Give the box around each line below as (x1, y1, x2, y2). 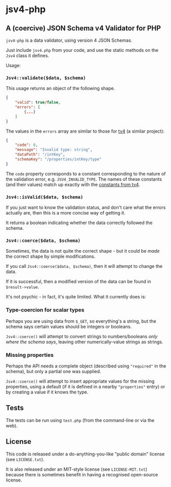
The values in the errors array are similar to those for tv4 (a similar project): (6, 128, 165, 134)
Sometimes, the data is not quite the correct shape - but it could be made (6, 248, 160, 254)
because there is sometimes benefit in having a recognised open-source (6, 471, 158, 477)
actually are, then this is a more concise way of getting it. (6, 210, 126, 216)
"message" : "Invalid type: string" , (15, 147, 93, 153)
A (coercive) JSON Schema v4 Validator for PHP (6, 24, 161, 33)
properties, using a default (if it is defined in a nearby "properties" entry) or (6, 383, 165, 389)
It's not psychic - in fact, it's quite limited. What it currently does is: (6, 294, 147, 300)
